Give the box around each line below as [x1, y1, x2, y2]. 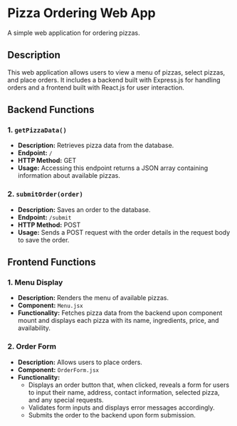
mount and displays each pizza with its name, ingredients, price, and [17, 316, 219, 325]
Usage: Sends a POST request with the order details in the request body [17, 228, 231, 236]
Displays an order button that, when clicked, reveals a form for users [28, 380, 230, 389]
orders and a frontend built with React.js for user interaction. [7, 83, 185, 92]
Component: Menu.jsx [17, 301, 83, 310]
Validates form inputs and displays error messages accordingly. [28, 403, 215, 412]
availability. [17, 324, 51, 332]
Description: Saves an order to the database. [17, 205, 151, 214]
